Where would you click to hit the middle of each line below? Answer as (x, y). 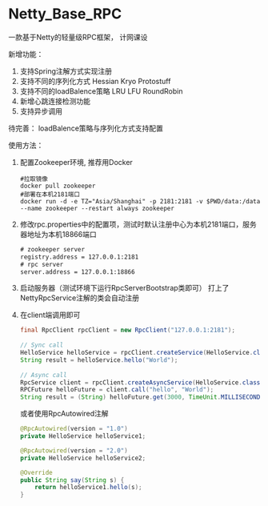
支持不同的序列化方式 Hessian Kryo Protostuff (95, 81)
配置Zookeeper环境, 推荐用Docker (76, 162)
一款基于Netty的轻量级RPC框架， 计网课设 (78, 37)
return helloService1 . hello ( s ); (88, 488)
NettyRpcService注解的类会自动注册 (80, 298)
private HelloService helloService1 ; (83, 436)
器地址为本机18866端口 (58, 234)
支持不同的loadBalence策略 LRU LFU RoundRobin (101, 91)
